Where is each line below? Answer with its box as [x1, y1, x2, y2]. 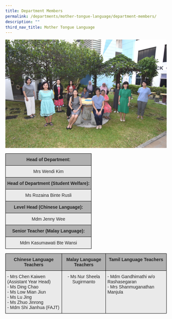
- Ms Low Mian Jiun [7, 289, 46, 295]
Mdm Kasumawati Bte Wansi [19, 240, 77, 245]
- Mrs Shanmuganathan [107, 283, 155, 290]
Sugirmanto [72, 278, 96, 285]
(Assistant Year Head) [7, 278, 51, 285]
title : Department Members [5, 8, 63, 13]
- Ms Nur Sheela [67, 273, 100, 279]
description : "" [5, 19, 40, 24]
